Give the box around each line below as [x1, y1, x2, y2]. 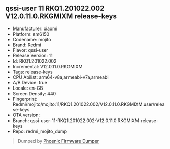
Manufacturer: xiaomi [12, 25, 57, 32]
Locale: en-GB [12, 85, 43, 91]
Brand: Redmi [12, 42, 42, 48]
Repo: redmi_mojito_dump [12, 128, 67, 134]
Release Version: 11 [12, 52, 53, 58]
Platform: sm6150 [12, 31, 50, 37]
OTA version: [12, 112, 40, 118]
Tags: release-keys [12, 69, 53, 75]
